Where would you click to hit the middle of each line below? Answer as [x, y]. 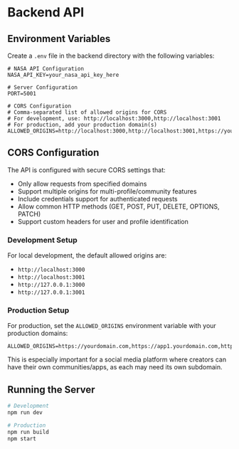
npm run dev [25, 413]
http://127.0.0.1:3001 [51, 292]
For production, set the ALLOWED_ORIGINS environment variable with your [112, 326]
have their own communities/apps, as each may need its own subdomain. [115, 367]
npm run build [28, 432]
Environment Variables [59, 39]
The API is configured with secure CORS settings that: [86, 170]
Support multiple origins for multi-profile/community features [107, 191]
